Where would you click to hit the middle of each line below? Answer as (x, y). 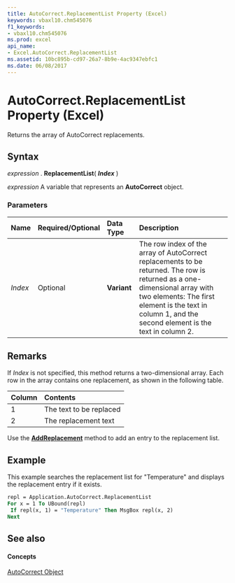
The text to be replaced (83, 409)
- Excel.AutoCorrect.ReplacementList (62, 53)
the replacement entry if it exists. (55, 484)
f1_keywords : (26, 27)
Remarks (27, 357)
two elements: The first (177, 296)
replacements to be (171, 261)
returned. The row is (172, 270)
